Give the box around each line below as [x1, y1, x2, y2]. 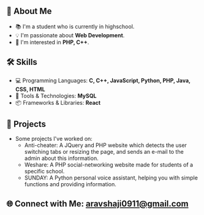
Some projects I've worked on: [15, 135, 93, 143]
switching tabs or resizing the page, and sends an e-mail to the [24, 148, 184, 156]
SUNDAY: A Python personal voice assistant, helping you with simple [24, 174, 198, 181]
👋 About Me [6, 6, 52, 17]
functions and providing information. [24, 181, 116, 188]
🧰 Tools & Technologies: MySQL [15, 92, 97, 99]
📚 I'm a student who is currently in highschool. [15, 23, 135, 30]
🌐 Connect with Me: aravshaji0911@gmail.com [6, 198, 189, 209]
